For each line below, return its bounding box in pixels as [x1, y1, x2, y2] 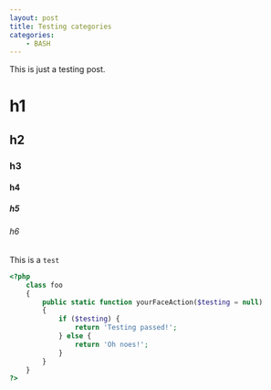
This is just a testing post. [9, 64, 106, 75]
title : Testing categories [9, 22, 112, 31]
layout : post [9, 13, 59, 23]
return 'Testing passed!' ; [74, 323, 178, 332]
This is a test [9, 254, 60, 265]
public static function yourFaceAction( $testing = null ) [42, 298, 263, 307]
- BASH [26, 38, 51, 48]
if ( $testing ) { [57, 314, 120, 324]
